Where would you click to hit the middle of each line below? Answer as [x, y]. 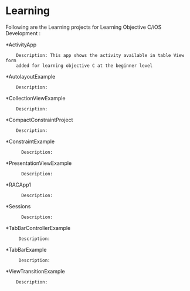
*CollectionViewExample [35, 98]
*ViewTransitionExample [35, 271]
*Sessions [18, 206]
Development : [23, 33]
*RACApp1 [18, 185]
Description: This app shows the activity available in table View [100, 55]
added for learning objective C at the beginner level [84, 66]
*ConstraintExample [30, 141]
